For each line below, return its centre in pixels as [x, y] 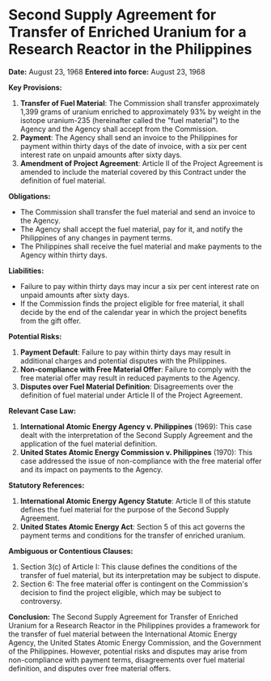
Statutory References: [47, 485]
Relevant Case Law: [42, 411]
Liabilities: [26, 270]
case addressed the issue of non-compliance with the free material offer [141, 461]
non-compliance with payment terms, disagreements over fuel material [127, 660]
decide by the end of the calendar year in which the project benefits [133, 312]
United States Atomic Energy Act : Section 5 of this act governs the [132, 526]
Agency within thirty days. [64, 255]
